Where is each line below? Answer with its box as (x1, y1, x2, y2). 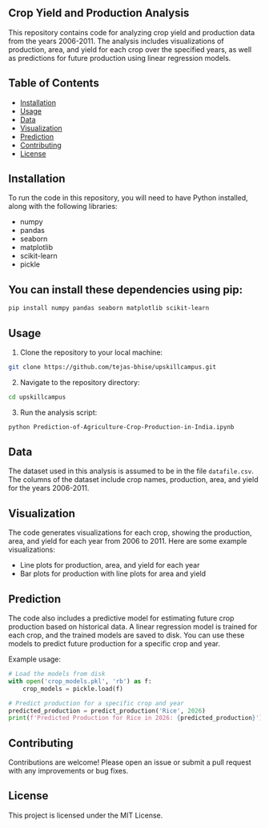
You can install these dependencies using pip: (8, 283, 243, 296)
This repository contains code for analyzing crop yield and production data (8, 27, 255, 37)
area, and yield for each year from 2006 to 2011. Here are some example (8, 537, 247, 546)
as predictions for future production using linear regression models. (8, 53, 231, 62)
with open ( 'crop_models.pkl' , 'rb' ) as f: (8, 677, 152, 685)
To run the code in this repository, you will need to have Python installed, (8, 193, 248, 203)
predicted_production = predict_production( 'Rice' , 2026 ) (8, 706, 206, 715)
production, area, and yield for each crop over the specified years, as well (8, 44, 252, 54)
